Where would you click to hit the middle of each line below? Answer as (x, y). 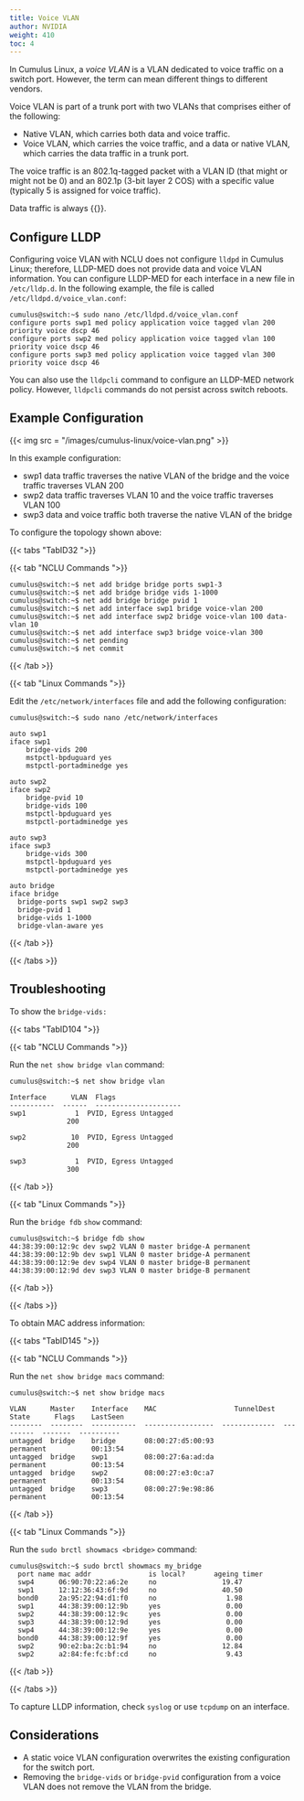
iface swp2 (30, 789)
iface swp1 (30, 742)
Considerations (54, 1736)
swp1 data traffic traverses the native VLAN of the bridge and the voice (156, 476)
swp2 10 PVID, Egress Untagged (91, 1137)
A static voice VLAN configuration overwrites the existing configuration (156, 1757)
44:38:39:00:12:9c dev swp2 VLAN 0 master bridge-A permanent (130, 1246)
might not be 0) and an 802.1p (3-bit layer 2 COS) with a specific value (142, 181)
